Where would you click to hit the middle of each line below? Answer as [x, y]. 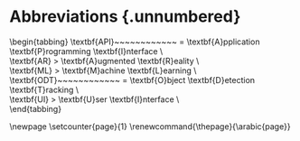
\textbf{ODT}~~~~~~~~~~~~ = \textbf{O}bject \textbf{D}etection [132, 80]
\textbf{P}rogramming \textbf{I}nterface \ [86, 51]
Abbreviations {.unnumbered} [125, 17]
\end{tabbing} [35, 108]
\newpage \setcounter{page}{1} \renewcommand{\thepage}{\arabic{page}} [150, 126]
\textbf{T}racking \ [44, 89]
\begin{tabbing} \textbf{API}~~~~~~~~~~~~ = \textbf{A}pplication [135, 42]
